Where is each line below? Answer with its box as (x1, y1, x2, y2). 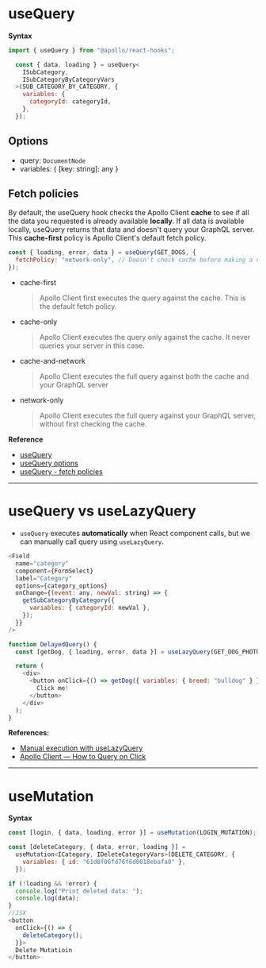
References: (8, 728, 50, 738)
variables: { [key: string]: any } (19, 164, 119, 173)
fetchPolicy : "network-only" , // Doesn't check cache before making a (15, 256, 253, 264)
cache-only (19, 317, 58, 326)
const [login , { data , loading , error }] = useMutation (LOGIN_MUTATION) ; (8, 829, 257, 837)
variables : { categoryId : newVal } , (28, 604, 150, 612)
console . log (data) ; (15, 894, 80, 902)
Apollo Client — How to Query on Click (19, 752, 146, 762)
